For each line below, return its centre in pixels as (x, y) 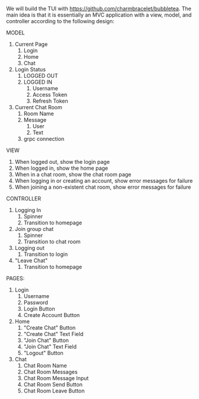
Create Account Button (52, 315)
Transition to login (46, 254)
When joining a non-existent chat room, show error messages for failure (103, 187)
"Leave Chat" (31, 260)
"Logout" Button (43, 353)
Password (36, 303)
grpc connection (44, 139)
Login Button (39, 309)
